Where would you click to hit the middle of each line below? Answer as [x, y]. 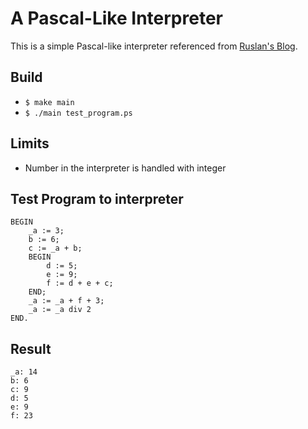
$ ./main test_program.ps [78, 113]
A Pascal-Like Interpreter [116, 18]
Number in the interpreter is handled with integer [125, 168]
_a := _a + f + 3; [66, 301]
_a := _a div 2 [60, 310]
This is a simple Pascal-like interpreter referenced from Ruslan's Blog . [154, 46]
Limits [30, 143]
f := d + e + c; [80, 283]
